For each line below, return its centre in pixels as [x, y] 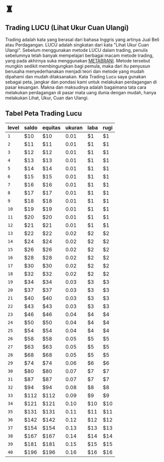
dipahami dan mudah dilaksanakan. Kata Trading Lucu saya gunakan [76, 77]
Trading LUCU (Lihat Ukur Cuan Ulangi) [67, 28]
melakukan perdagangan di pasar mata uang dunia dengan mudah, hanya [81, 93]
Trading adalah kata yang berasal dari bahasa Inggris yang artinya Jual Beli [82, 39]
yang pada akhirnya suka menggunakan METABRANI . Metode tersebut [78, 61]
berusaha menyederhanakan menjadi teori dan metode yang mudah [75, 71]
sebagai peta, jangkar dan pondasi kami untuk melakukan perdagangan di [81, 82]
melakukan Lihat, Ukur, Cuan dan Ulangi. [47, 98]
